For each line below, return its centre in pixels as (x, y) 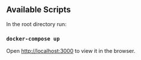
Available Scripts (38, 10)
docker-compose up (33, 39)
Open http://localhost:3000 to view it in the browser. (71, 51)
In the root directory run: (37, 24)
